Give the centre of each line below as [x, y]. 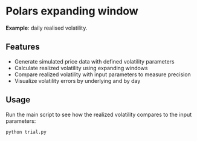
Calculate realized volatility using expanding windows [81, 68]
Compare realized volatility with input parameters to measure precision [102, 74]
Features [23, 47]
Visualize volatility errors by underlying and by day [77, 80]
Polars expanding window [72, 11]
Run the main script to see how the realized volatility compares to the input [99, 114]
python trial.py [26, 132]
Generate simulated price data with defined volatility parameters [94, 61]
